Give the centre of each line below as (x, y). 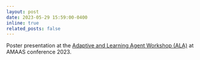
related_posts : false (34, 28)
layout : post (23, 12)
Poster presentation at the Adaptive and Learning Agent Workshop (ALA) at (100, 46)
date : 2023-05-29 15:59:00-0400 (47, 17)
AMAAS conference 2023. (39, 52)
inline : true (23, 23)
